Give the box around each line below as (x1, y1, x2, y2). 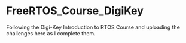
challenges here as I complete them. (6, 29, 96, 37)
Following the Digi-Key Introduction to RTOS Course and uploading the (6, 24, 181, 31)
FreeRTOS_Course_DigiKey (6, 4, 144, 18)
